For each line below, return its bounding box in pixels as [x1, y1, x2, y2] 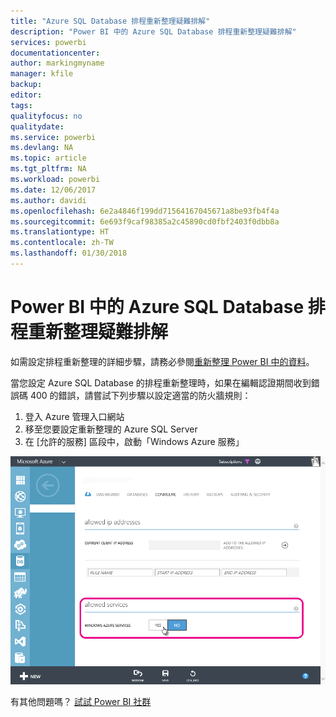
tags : [10, 100, 33, 110]
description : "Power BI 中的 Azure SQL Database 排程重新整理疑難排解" [10, 26, 297, 37]
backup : [10, 80, 43, 90]
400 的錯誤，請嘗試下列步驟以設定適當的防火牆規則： [29, 389, 252, 401]
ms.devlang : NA [10, 143, 74, 153]
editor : [10, 90, 43, 100]
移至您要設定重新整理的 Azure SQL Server [24, 423, 198, 435]
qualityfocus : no [10, 111, 83, 121]
